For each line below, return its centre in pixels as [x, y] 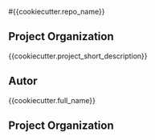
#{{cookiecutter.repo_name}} [57, 12]
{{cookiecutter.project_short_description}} [78, 56]
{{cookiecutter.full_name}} [52, 100]
